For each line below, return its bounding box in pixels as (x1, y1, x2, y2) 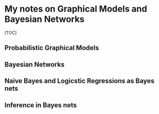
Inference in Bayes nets (4, 101, 77, 109)
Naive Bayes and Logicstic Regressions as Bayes (4, 77, 155, 85)
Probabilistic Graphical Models (4, 44, 100, 52)
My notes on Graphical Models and (4, 3, 147, 15)
